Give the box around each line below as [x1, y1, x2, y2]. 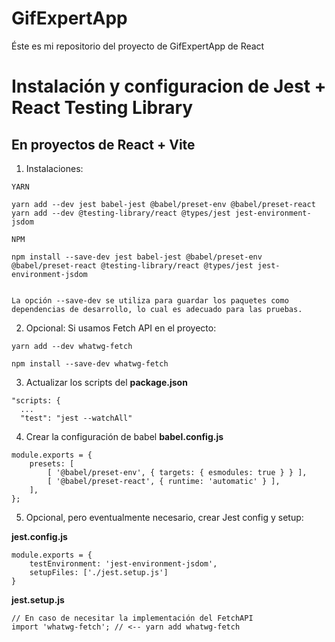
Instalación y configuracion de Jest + [11, 75, 327, 98]
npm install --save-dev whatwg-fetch [11, 358, 169, 369]
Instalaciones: [25, 162, 84, 174]
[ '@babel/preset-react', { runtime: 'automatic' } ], [47, 476, 281, 486]
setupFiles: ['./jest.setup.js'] [29, 567, 169, 577]
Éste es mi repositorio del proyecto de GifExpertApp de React [11, 40, 265, 52]
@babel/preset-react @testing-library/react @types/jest [11, 260, 254, 271]
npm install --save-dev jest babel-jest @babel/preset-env [11, 252, 263, 262]
